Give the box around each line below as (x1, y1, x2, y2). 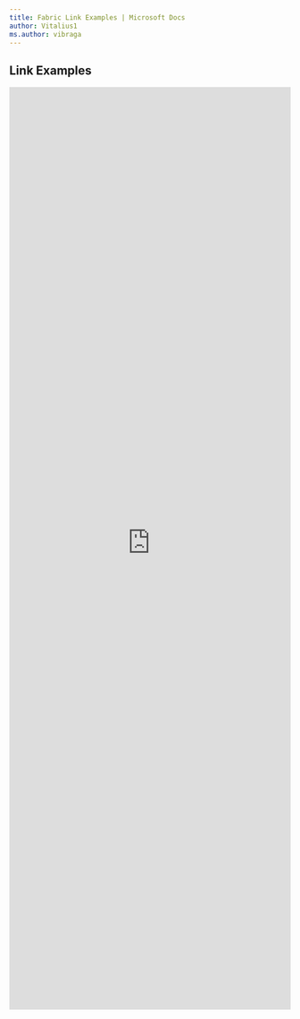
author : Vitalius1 (9, 21, 78, 30)
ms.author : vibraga (9, 30, 82, 38)
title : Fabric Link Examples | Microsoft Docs (9, 13, 186, 22)
